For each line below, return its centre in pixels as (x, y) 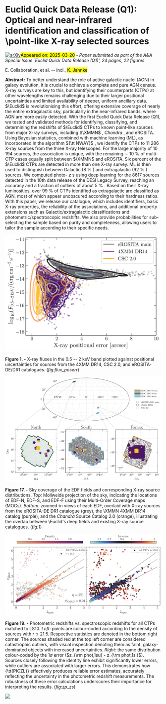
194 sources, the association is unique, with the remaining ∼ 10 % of (75, 153)
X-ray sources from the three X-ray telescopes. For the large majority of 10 (81, 148)
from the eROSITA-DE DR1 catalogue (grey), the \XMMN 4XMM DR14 (75, 511)
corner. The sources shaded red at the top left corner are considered (76, 639)
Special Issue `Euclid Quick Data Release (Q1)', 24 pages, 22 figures (75, 60)
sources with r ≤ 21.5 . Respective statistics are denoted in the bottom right (81, 634)
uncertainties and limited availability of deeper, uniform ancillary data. (76, 101)
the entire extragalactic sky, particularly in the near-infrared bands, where (81, 111)
